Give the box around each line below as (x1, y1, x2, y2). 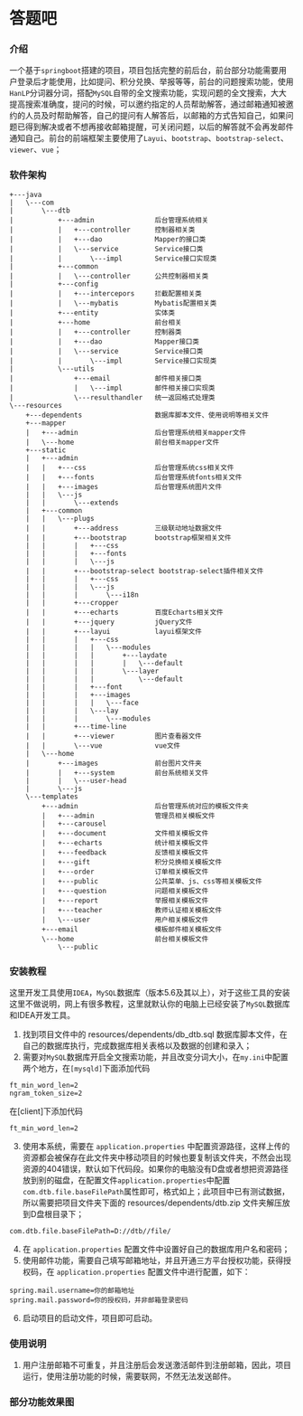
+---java (9, 190, 42, 199)
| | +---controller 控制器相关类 (9, 225, 196, 234)
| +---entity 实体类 (9, 308, 176, 317)
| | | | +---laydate (25, 650, 168, 660)
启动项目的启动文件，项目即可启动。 (22, 1313, 158, 1324)
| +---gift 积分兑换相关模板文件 (41, 857, 223, 866)
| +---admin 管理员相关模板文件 (41, 811, 216, 820)
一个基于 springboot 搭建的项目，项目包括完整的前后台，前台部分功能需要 (9, 65, 280, 76)
